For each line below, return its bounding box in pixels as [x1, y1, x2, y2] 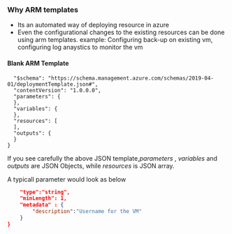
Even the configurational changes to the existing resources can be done [17, 28, 225, 36]
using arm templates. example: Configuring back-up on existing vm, [17, 36, 213, 44]
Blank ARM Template [7, 59, 69, 67]
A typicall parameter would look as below [7, 175, 126, 183]
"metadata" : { [20, 201, 64, 209]
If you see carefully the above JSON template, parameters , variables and [7, 154, 218, 162]
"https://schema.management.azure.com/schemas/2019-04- [48, 75, 215, 82]
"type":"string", [20, 189, 71, 196]
